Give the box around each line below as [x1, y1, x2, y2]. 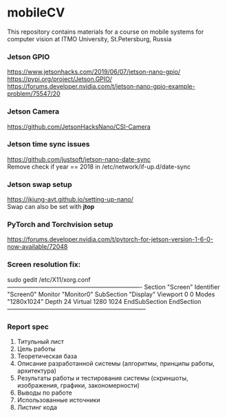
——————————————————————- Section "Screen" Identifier [7, 283, 220, 291]
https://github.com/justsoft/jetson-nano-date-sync [7, 155, 151, 163]
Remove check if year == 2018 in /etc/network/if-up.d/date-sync [7, 162, 191, 170]
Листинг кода [17, 404, 57, 412]
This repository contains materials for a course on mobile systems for [7, 27, 204, 36]
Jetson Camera [7, 107, 60, 116]
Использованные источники [17, 396, 101, 404]
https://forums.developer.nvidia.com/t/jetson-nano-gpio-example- [7, 82, 195, 91]
